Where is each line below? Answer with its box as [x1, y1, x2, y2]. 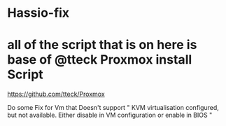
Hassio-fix [7, 5, 70, 21]
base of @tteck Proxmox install [7, 52, 192, 68]
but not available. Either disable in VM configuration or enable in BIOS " [7, 111, 213, 120]
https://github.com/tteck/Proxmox [7, 90, 105, 99]
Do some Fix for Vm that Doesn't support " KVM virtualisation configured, [7, 104, 219, 112]
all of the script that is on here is [7, 37, 197, 53]
